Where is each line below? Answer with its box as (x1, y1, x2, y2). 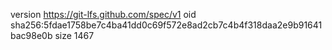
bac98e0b (10, 30, 53, 41)
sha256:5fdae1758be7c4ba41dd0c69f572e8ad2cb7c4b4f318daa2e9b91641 (10, 19, 323, 31)
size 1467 (54, 30, 95, 41)
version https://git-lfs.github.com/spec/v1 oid (10, 9, 197, 20)
